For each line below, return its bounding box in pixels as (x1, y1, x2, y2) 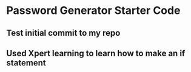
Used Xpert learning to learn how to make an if (6, 48, 186, 58)
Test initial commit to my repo (6, 28, 121, 38)
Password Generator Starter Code (6, 4, 181, 18)
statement (6, 57, 47, 68)
